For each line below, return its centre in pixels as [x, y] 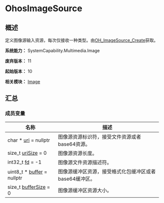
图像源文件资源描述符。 [85, 162]
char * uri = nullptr [29, 140]
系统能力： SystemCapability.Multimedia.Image [52, 51]
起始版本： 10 [19, 71]
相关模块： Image [23, 82]
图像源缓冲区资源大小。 [85, 190]
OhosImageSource [44, 9]
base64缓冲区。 [77, 179]
